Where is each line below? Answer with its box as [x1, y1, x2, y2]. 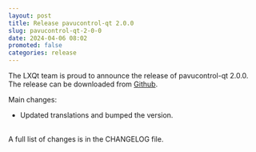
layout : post [8, 11, 52, 20]
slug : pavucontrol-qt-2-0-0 [8, 26, 102, 34]
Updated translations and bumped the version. [19, 110, 174, 120]
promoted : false [8, 42, 62, 50]
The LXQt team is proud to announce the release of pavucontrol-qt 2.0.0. [8, 71, 249, 80]
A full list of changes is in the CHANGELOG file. [8, 134, 164, 144]
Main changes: [8, 95, 58, 104]
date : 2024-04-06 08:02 [8, 34, 88, 42]
